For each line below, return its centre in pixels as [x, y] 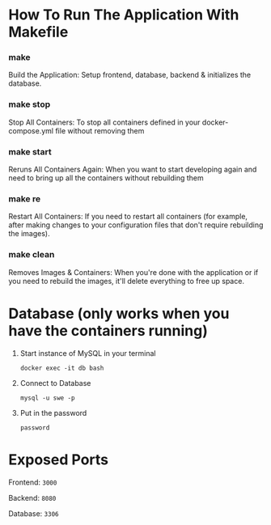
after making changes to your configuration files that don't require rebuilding [136, 225]
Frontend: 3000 [33, 482]
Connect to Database [55, 383]
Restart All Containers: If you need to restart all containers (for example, [128, 217]
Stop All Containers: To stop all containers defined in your [104, 122]
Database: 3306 [34, 513]
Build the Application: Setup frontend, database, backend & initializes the [130, 75]
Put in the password [53, 413]
